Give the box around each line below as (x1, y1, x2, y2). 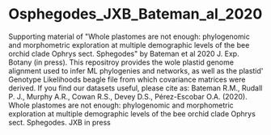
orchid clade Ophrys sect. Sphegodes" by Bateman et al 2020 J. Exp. (8, 49, 240, 58)
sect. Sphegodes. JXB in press (8, 117, 111, 127)
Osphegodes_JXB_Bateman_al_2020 (8, 5, 263, 23)
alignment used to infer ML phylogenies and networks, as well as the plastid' (8, 65, 264, 75)
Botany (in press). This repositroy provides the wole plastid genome (8, 57, 235, 67)
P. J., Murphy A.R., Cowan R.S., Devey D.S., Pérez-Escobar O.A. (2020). (8, 91, 248, 101)
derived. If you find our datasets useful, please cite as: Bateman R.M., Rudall (8, 82, 263, 93)
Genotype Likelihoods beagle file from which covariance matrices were (8, 74, 246, 84)
